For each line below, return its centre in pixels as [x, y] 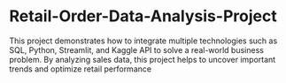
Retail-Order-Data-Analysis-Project [143, 16]
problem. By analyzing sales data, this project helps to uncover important [143, 59]
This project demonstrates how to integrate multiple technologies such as [143, 41]
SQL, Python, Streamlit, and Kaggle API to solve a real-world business [136, 49]
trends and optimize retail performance [81, 69]
